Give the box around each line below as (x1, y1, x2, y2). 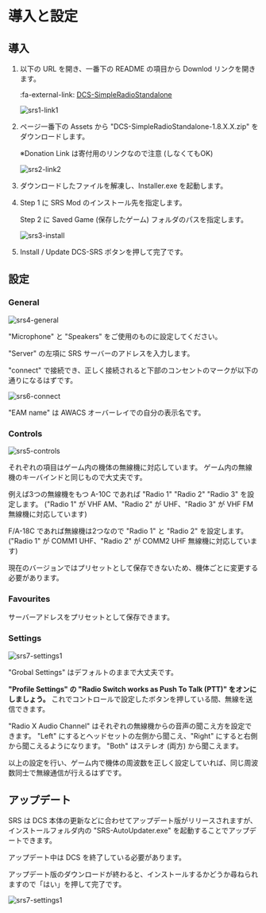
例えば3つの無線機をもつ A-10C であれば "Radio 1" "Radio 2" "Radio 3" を (8, 489, 248, 498)
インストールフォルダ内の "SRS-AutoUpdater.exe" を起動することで (8, 825, 229, 836)
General (8, 297, 40, 308)
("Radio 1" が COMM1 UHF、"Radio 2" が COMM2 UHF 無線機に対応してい (8, 536, 251, 545)
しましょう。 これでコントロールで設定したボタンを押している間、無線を (8, 694, 246, 704)
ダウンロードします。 (19, 132, 90, 141)
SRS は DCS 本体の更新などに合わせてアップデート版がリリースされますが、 (8, 816, 258, 825)
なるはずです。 (29, 375, 78, 384)
